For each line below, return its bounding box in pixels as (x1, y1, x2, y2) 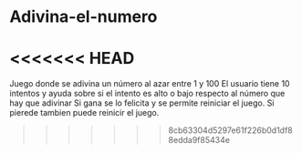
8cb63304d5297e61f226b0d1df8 (168, 125, 294, 136)
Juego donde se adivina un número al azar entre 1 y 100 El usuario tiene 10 (9, 78, 290, 89)
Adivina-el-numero (9, 6, 158, 27)
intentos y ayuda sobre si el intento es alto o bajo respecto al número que (9, 88, 286, 99)
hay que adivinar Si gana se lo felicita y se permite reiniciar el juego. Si (9, 97, 275, 108)
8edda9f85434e (168, 135, 231, 146)
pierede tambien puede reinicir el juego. (9, 107, 160, 118)
